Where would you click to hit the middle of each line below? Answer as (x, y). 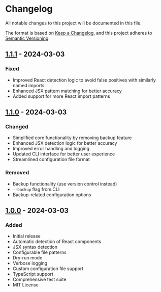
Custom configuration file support (48, 269)
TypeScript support (33, 274)
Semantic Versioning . (27, 38)
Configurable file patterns (40, 252)
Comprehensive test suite (39, 280)
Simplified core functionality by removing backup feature (72, 138)
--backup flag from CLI (36, 189)
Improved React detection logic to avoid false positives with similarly (84, 80)
